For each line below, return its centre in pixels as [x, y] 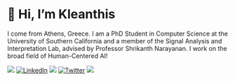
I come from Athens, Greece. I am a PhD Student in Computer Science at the [117, 34]
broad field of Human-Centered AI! [58, 56]
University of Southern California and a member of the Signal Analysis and [115, 40]
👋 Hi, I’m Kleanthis [61, 14]
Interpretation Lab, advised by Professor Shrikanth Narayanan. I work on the [117, 48]
